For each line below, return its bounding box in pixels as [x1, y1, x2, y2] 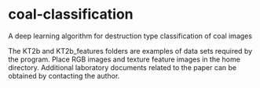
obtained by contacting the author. [8, 71, 120, 80]
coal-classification [8, 5, 134, 23]
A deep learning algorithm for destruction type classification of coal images [8, 31, 253, 40]
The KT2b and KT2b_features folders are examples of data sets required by [8, 46, 253, 55]
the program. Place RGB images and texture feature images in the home [8, 55, 241, 64]
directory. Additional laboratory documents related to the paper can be [8, 62, 237, 72]
